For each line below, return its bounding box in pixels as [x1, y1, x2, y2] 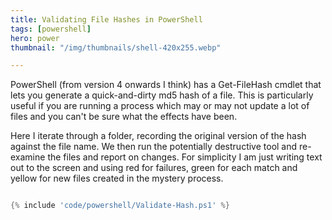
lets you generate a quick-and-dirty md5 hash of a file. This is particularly [10, 89, 314, 101]
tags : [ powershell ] [10, 24, 92, 34]
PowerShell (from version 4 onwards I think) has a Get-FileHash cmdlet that [10, 79, 322, 91]
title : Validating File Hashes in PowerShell [10, 14, 203, 25]
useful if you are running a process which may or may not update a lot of [10, 100, 310, 112]
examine [10, 151, 46, 163]
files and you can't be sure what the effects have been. [10, 111, 238, 123]
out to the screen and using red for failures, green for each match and [10, 162, 298, 174]
